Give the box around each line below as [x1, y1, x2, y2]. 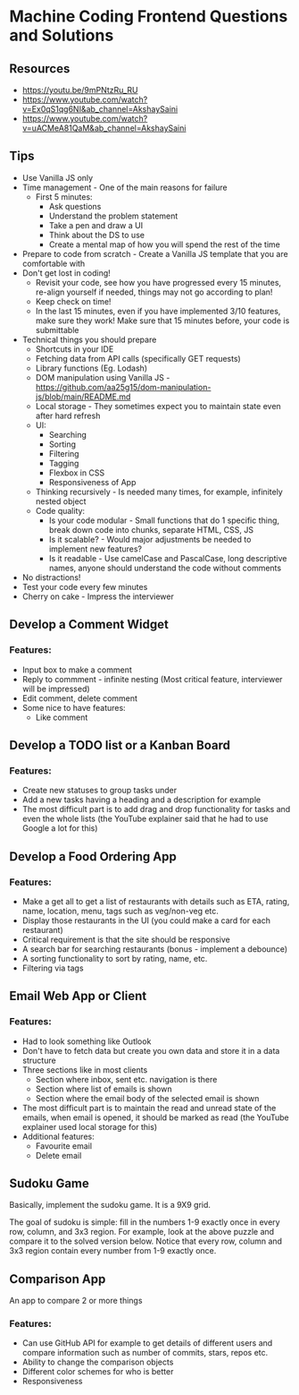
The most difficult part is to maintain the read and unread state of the [21, 1102, 277, 1113]
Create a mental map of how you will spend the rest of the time [48, 239, 281, 250]
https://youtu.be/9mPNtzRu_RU [21, 85, 138, 95]
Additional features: [21, 1131, 96, 1142]
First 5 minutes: [35, 191, 93, 202]
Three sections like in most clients [21, 1064, 148, 1075]
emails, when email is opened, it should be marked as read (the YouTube [21, 1112, 290, 1123]
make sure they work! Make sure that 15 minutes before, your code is [35, 315, 290, 326]
